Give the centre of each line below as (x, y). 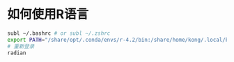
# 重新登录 (21, 46)
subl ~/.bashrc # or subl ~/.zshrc (59, 33)
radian (17, 53)
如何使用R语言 (48, 14)
